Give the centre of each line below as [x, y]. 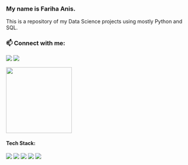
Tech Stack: [21, 143]
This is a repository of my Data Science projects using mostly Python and [94, 22]
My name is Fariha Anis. [41, 9]
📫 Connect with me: [36, 43]
